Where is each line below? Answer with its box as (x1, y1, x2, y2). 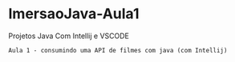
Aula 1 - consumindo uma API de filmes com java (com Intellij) (8, 46, 228, 54)
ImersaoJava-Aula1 (8, 5, 140, 23)
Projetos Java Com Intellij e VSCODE (8, 31, 130, 41)
